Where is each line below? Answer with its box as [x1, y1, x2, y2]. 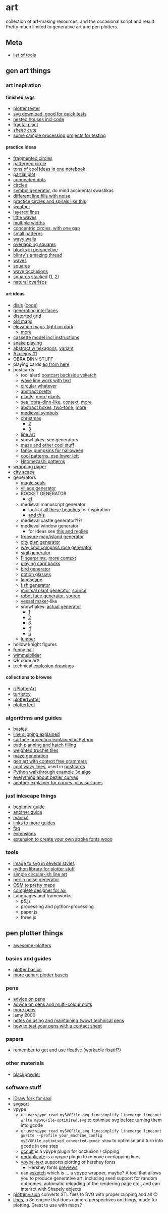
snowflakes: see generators [20, 436, 79, 442]
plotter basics [13, 966, 42, 972]
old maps [13, 318, 33, 324]
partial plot [13, 171, 36, 177]
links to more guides [13, 820, 55, 826]
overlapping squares [13, 241, 56, 247]
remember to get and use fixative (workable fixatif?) [13, 1047, 122, 1053]
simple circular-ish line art [13, 871, 68, 877]
